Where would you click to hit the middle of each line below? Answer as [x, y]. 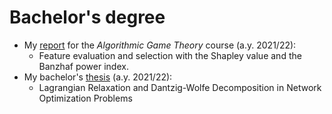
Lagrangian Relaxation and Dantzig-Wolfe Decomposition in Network [180, 87]
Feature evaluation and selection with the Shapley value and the [170, 55]
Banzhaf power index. [83, 66]
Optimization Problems [85, 98]
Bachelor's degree [87, 17]
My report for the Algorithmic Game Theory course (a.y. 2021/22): [160, 45]
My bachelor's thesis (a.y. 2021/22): [98, 77]
